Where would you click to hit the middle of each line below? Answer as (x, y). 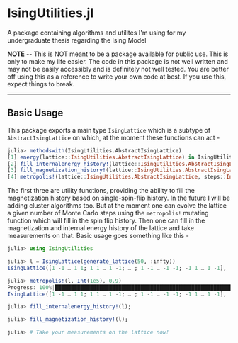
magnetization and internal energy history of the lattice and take (101, 228)
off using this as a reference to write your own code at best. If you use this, (117, 77)
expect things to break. (41, 84)
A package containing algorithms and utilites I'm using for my (97, 33)
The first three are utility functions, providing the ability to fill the (101, 191)
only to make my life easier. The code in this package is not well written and (118, 61)
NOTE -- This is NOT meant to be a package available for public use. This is (118, 54)
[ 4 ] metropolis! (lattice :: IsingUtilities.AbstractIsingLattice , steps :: (117, 177)
